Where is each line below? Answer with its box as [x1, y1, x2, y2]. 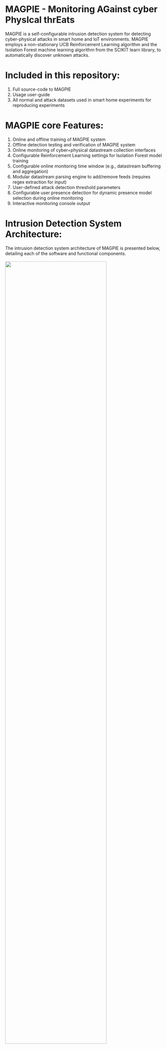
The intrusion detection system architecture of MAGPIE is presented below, [5, 245, 160, 251]
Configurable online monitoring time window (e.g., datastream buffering [12, 163, 161, 169]
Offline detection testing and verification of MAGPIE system [12, 141, 135, 147]
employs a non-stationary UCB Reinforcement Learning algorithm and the [5, 41, 157, 47]
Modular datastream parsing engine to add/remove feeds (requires [12, 173, 150, 180]
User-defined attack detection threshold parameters [12, 184, 121, 190]
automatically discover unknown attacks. [5, 52, 90, 58]
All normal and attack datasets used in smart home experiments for [12, 97, 151, 103]
